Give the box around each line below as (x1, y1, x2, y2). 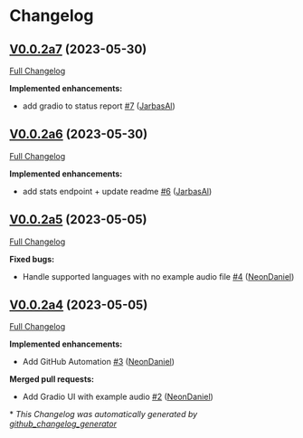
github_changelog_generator (9, 418, 118, 430)
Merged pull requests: (9, 374, 95, 385)
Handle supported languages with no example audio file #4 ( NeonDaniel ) (22, 271, 295, 281)
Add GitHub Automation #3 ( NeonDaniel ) (22, 357, 175, 367)
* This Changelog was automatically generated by (9, 409, 198, 420)
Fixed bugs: (9, 253, 55, 264)
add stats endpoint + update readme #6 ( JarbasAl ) (22, 186, 213, 196)
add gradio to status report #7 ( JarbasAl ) (22, 100, 176, 111)
